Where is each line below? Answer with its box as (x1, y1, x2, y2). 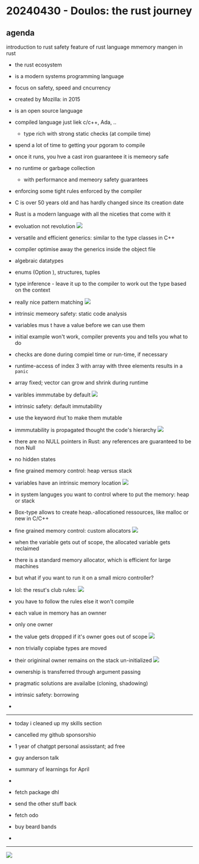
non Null (14, 444, 36, 451)
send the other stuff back (14, 800, 77, 807)
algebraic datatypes (14, 257, 64, 264)
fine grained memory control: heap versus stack (14, 467, 132, 474)
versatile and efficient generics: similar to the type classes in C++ (14, 234, 175, 241)
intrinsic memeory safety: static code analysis (14, 310, 127, 317)
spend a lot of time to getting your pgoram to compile (14, 142, 145, 149)
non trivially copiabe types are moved (14, 645, 107, 651)
